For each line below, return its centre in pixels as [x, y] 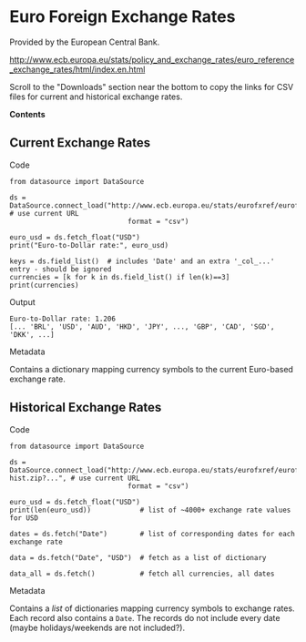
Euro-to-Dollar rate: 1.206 [63, 319]
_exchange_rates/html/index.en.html [77, 69]
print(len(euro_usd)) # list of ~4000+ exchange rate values [150, 510]
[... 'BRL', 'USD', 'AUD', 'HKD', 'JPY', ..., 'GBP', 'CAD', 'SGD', [142, 326]
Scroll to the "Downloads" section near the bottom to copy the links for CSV [152, 87]
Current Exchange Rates [80, 143]
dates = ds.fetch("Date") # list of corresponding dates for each [153, 534]
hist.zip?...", [38, 478]
